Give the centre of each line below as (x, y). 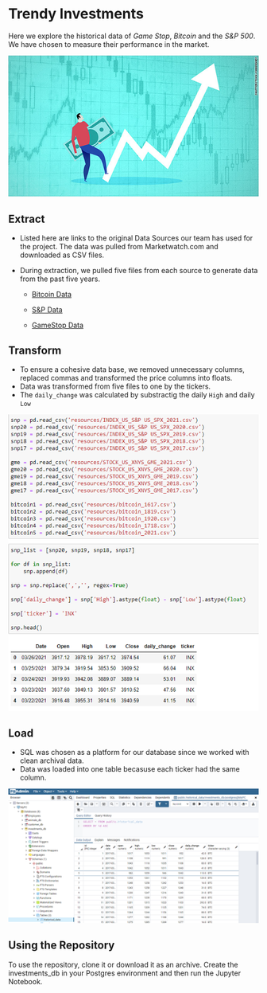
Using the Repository (62, 946)
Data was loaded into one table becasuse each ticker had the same (130, 769)
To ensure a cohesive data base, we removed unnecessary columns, (132, 369)
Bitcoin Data (52, 295)
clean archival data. (52, 760)
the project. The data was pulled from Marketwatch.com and (119, 247)
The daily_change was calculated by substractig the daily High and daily (137, 395)
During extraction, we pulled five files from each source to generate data (139, 271)
